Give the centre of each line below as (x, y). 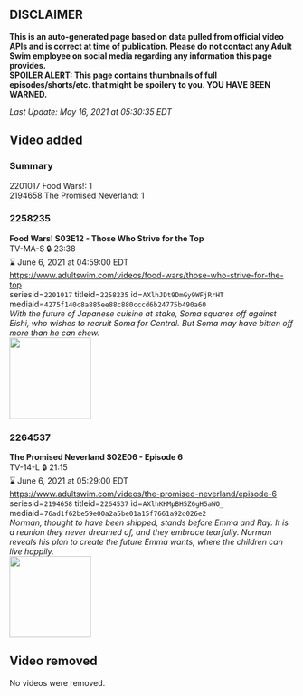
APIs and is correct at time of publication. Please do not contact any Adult (151, 46)
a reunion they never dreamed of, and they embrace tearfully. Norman (141, 532)
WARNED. (28, 94)
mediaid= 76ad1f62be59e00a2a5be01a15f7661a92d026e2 (108, 513)
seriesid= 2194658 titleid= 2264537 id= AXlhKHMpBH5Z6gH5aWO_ (117, 503)
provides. (28, 65)
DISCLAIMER (46, 15)
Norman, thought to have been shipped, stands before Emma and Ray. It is (149, 522)
